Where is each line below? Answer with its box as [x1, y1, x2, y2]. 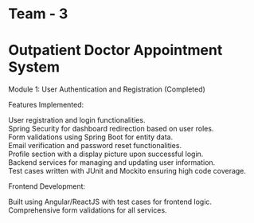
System [8, 58, 61, 76]
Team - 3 [8, 5, 68, 23]
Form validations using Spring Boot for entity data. [8, 132, 174, 142]
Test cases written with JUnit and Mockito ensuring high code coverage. [8, 166, 247, 176]
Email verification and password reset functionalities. [8, 141, 182, 151]
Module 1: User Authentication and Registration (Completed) [8, 84, 205, 94]
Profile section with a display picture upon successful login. [8, 149, 204, 159]
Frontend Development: [8, 182, 86, 191]
